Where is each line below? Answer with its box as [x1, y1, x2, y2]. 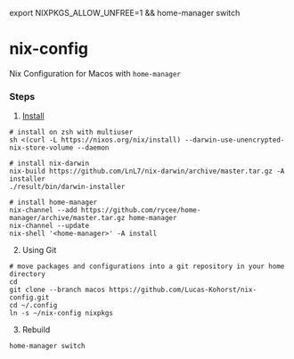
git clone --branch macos [9, 285, 105, 295]
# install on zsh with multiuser [9, 128, 134, 137]
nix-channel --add [9, 206, 78, 215]
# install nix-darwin [9, 159, 90, 168]
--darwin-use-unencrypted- [184, 135, 285, 145]
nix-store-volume [9, 143, 74, 152]
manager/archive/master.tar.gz [9, 214, 126, 223]
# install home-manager [9, 198, 98, 208]
